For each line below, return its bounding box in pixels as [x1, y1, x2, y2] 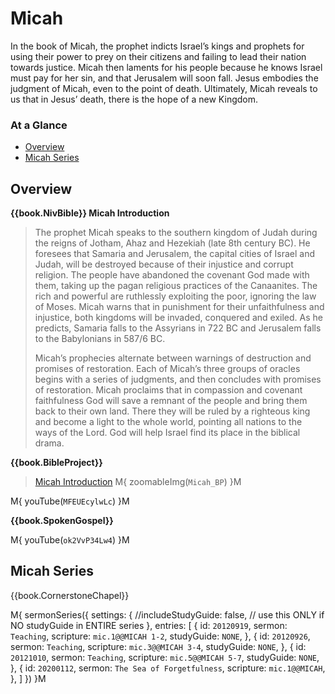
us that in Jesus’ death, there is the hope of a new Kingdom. [10, 93, 259, 105]
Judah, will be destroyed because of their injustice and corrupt [34, 258, 294, 271]
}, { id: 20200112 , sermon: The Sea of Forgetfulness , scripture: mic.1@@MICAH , [10, 662, 326, 674]
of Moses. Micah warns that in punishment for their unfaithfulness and [34, 301, 325, 313]
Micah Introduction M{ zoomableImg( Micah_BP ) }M [34, 476, 242, 488]
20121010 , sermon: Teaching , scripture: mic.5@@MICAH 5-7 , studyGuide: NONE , [10, 651, 320, 663]
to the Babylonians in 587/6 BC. [34, 333, 166, 345]
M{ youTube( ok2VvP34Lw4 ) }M [10, 534, 130, 546]
